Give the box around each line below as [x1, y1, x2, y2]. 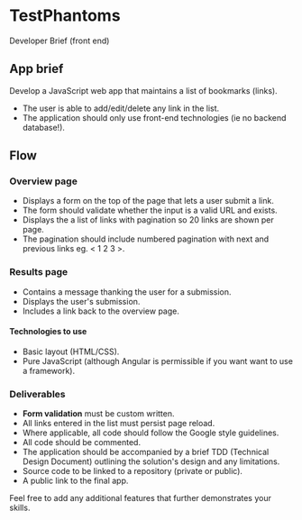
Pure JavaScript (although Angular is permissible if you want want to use [22, 355, 293, 366]
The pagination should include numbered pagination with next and [22, 233, 270, 244]
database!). [22, 122, 66, 132]
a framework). [22, 365, 75, 376]
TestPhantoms [9, 5, 121, 26]
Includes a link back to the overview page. [22, 306, 180, 316]
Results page [9, 266, 69, 278]
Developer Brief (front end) [9, 35, 110, 46]
